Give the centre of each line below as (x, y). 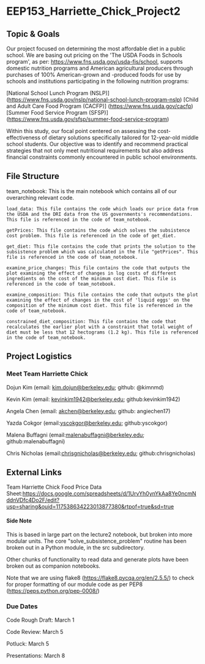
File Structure (33, 176)
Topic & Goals (33, 34)
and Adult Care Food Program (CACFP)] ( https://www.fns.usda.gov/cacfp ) (100, 106)
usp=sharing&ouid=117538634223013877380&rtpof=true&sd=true (90, 506)
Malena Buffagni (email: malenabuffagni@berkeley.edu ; (76, 435)
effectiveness (24, 137)
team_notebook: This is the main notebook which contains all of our (92, 191)
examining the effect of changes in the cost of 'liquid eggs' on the (98, 300)
